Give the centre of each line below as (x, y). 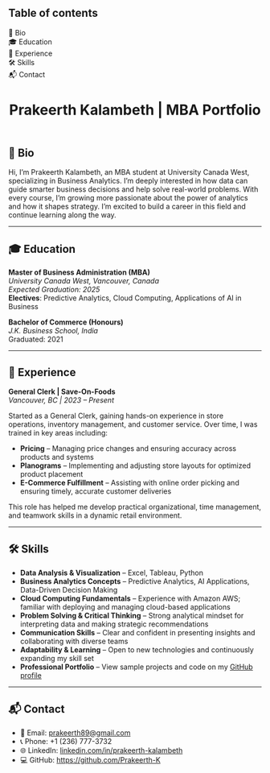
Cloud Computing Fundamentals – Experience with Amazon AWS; (130, 598)
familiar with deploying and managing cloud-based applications (125, 606)
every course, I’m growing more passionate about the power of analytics (129, 198)
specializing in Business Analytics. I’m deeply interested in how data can (128, 181)
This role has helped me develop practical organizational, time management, (135, 507)
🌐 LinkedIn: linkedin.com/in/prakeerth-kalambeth (101, 750)
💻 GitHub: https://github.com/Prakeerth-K (90, 759)
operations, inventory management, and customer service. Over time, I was (133, 424)
